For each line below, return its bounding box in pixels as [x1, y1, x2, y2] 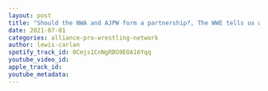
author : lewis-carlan [8, 41, 81, 49]
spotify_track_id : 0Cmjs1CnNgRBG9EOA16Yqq [8, 48, 152, 56]
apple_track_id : [8, 63, 62, 71]
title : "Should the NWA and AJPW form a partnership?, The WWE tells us [8, 19, 255, 27]
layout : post [8, 11, 52, 20]
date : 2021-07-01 [8, 26, 66, 34]
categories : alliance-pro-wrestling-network [8, 33, 159, 42]
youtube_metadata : [8, 70, 69, 78]
